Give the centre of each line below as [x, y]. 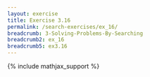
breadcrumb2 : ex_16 [36, 40]
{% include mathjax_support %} [54, 66]
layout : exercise [33, 14]
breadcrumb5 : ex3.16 [38, 46]
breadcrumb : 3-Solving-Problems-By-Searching [75, 33]
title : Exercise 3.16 [39, 20]
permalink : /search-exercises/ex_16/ [63, 27]
